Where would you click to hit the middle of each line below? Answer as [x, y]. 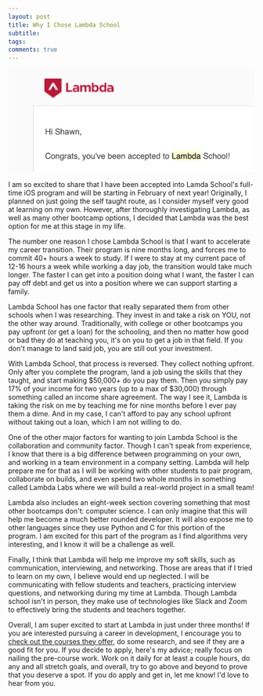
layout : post [29, 16]
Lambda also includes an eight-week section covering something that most [129, 502]
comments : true [33, 50]
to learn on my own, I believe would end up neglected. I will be [109, 576]
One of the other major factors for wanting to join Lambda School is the [123, 437]
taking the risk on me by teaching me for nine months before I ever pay [122, 405]
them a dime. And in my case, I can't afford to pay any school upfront [120, 413]
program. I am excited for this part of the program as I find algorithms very [128, 536]
